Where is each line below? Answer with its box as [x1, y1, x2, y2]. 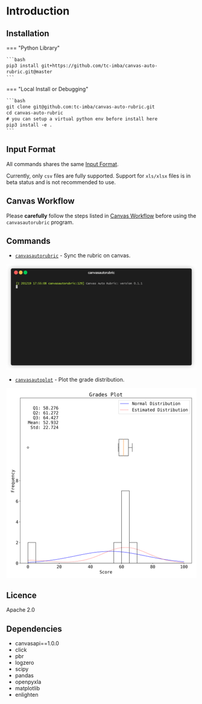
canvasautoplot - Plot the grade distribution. [14, 376, 125, 383]
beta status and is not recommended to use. [6, 178, 116, 185]
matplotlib [14, 685, 40, 692]
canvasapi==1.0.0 [14, 640, 59, 647]
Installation [6, 28, 49, 39]
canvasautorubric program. [6, 219, 74, 226]
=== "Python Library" [6, 44, 60, 51]
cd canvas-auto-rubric [6, 110, 63, 116]
